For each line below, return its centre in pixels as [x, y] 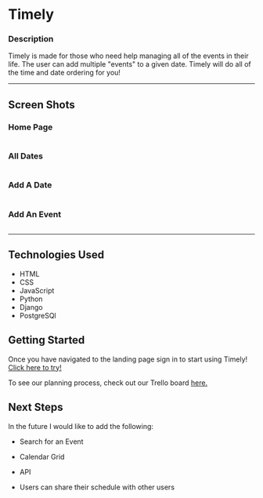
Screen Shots [42, 105]
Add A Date [30, 185]
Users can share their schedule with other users [97, 487]
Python [31, 299]
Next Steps [36, 407]
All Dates [26, 156]
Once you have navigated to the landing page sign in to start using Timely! [128, 359]
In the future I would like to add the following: [81, 426]
